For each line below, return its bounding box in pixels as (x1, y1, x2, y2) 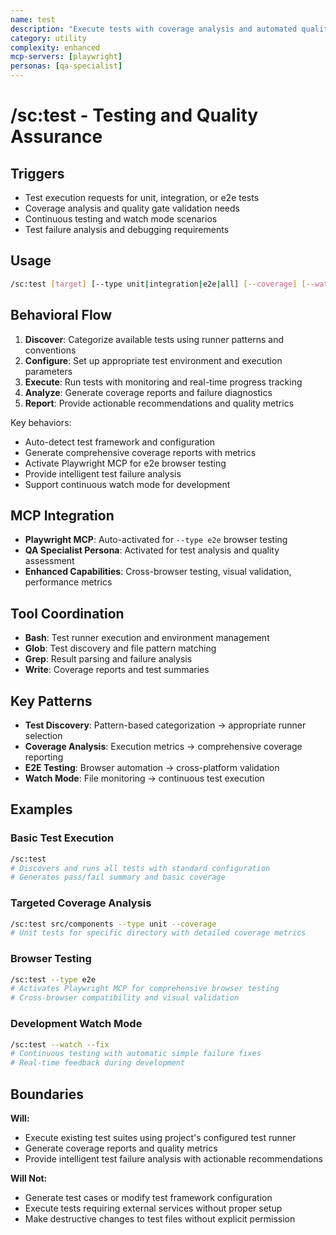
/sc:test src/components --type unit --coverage (10, 919, 217, 929)
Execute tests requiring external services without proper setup (24, 1202, 283, 1214)
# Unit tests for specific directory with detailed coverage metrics (10, 928, 307, 938)
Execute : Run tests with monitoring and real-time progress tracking (24, 376, 303, 388)
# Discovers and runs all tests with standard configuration (10, 863, 271, 873)
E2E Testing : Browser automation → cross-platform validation (24, 761, 280, 773)
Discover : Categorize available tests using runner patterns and (24, 333, 285, 345)
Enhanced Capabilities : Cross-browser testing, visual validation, (24, 566, 292, 578)
